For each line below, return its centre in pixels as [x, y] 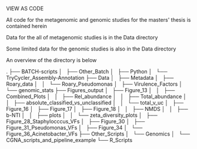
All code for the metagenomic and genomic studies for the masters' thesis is [98, 20]
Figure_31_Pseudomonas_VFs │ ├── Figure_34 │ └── [74, 128]
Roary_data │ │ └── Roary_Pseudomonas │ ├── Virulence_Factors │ [94, 84]
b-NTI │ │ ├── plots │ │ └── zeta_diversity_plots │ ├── [82, 115]
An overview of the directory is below [51, 60]
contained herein [26, 26]
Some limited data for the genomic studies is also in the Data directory [91, 49]
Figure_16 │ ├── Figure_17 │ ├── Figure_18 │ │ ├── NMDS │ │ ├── [97, 109]
